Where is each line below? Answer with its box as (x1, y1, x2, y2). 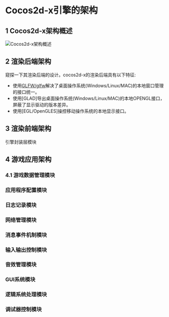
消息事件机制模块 (5, 231, 47, 238)
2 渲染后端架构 (5, 57, 52, 66)
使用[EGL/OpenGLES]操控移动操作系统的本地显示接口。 (12, 108, 129, 114)
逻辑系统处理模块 (5, 291, 47, 298)
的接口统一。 (12, 89, 40, 95)
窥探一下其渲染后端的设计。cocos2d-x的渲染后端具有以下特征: (5, 72, 136, 78)
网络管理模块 (5, 216, 37, 223)
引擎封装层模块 (5, 138, 37, 145)
